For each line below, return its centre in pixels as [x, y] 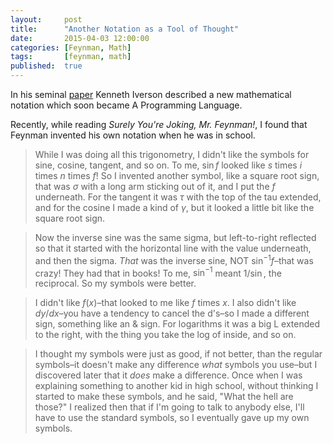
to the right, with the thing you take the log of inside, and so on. [165, 335]
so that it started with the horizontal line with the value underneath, [173, 248]
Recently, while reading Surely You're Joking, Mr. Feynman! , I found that [159, 124]
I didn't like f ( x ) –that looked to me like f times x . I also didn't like [165, 303]
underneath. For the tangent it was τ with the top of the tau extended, [178, 197]
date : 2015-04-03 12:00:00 [80, 38]
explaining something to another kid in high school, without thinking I [176, 386]
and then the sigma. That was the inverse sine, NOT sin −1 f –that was [174, 259]
